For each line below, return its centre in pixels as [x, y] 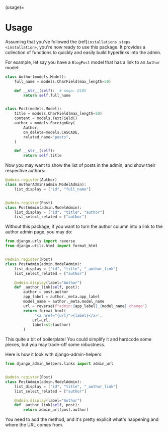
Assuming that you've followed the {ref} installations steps [68, 41]
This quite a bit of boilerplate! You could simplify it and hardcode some [78, 339]
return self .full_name [47, 95]
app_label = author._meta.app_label [62, 297]
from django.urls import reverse [40, 241]
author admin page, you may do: [39, 232]
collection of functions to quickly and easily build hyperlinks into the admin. [83, 52]
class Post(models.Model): [33, 109]
